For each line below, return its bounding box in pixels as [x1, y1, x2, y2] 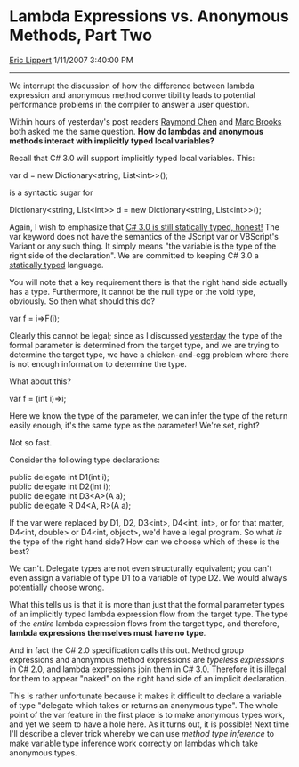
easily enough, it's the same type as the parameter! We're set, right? [9, 420, 260, 430]
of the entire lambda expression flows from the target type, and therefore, [9, 617, 280, 629]
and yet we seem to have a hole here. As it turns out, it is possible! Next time [9, 719, 290, 730]
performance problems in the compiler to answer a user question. [9, 99, 250, 110]
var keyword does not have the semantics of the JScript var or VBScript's [9, 231, 279, 241]
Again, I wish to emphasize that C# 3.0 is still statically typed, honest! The [9, 221, 280, 233]
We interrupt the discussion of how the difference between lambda [9, 80, 255, 91]
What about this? [9, 376, 71, 387]
